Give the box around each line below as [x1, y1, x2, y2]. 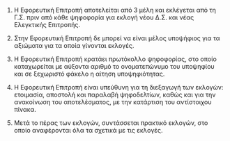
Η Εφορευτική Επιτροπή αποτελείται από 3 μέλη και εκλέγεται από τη [13, 6, 216, 14]
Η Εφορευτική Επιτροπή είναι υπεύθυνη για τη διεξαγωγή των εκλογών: [13, 83, 224, 91]
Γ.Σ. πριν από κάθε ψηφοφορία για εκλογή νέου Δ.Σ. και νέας [13, 13, 194, 22]
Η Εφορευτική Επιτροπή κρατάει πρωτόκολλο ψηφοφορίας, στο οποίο [13, 55, 217, 63]
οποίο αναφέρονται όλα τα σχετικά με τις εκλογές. [13, 126, 163, 134]
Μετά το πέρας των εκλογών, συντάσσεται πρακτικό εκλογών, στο [13, 119, 208, 127]
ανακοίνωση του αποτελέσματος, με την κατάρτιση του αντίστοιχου [13, 98, 212, 106]
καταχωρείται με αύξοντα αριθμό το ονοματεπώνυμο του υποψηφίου [13, 63, 215, 70]
